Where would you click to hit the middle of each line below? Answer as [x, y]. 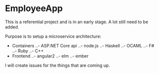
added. [12, 27]
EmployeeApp [34, 8]
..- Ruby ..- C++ [28, 51]
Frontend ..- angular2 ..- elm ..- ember [50, 56]
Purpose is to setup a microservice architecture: [53, 36]
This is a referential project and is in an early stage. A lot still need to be [77, 22]
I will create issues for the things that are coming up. [58, 65]
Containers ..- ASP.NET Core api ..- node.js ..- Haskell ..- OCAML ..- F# [83, 45]
